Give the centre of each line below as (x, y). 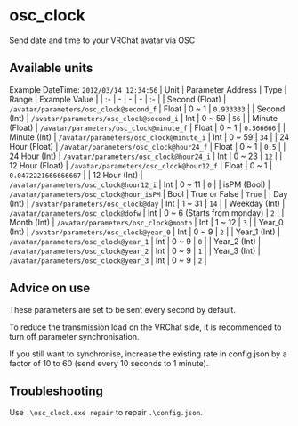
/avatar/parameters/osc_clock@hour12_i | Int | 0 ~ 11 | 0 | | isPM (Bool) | (140, 184)
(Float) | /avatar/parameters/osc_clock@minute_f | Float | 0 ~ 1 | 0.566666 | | (148, 127)
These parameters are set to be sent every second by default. (122, 309)
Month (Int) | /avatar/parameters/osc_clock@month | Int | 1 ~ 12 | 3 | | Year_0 (146, 222)
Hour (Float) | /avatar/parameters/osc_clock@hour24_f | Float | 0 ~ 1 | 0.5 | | (148, 146)
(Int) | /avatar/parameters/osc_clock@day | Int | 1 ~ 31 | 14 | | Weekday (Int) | (147, 203)
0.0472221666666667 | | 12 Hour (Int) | (76, 175)
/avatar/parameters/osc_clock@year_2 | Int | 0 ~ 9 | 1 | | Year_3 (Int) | (135, 250)
